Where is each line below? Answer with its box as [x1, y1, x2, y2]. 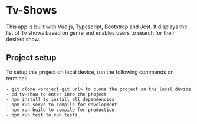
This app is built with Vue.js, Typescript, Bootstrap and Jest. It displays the [6, 23, 188, 30]
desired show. [6, 35, 40, 43]
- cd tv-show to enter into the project [6, 91, 107, 97]
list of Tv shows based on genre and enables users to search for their [6, 29, 175, 36]
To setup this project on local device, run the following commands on [6, 68, 174, 76]
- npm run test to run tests [6, 112, 78, 118]
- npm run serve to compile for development [6, 102, 117, 107]
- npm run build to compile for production [6, 107, 115, 113]
